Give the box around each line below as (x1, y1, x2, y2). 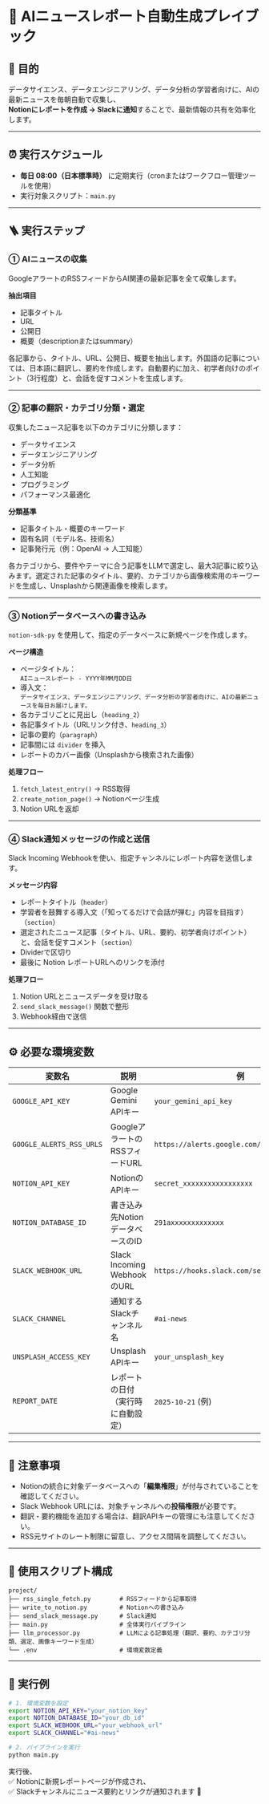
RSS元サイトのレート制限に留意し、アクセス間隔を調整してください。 (19, 1531, 251, 1541)
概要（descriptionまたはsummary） (19, 336, 138, 346)
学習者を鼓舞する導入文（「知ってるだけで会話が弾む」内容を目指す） (19, 907, 248, 917)
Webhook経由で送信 (19, 1011, 87, 1021)
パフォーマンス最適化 (19, 489, 90, 499)
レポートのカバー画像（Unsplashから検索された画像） (19, 750, 199, 760)
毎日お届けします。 (37, 702, 91, 710)
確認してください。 (19, 1491, 83, 1501)
